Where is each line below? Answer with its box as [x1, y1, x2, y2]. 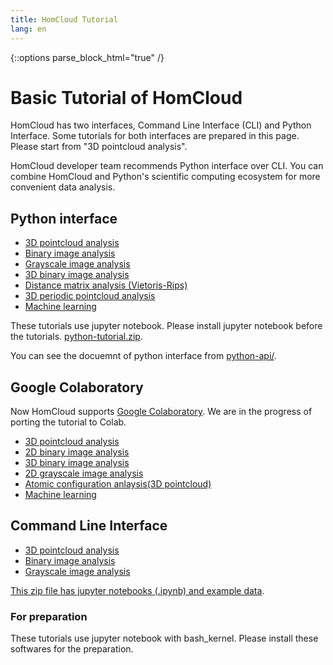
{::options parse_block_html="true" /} [10, 51, 165, 63]
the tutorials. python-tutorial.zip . [10, 331, 143, 343]
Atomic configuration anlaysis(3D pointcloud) [24, 478, 212, 490]
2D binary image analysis [24, 446, 130, 458]
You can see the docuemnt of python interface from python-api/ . [10, 350, 277, 362]
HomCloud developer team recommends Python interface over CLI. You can [10, 160, 324, 172]
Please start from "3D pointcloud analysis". [10, 141, 188, 153]
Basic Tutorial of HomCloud [10, 86, 243, 109]
